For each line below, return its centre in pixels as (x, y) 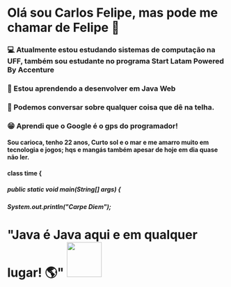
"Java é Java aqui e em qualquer (103, 235)
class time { (25, 173)
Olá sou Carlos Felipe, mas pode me (112, 13)
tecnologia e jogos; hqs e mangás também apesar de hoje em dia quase (113, 150)
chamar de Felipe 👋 (63, 28)
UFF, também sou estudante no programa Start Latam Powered (116, 61)
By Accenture (31, 70)
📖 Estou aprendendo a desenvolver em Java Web (91, 88)
